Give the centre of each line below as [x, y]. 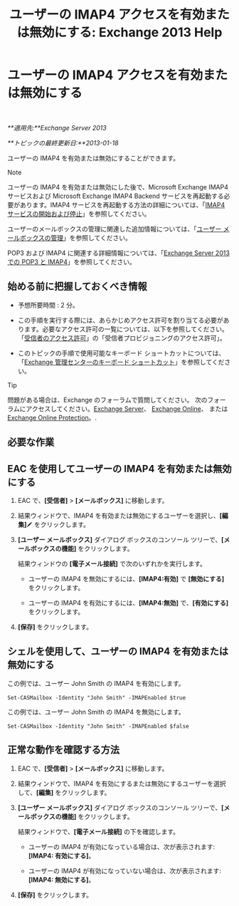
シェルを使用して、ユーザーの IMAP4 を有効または [118, 651]
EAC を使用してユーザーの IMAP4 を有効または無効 [119, 468]
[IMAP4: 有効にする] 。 [62, 855]
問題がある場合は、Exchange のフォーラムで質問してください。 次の [107, 400]
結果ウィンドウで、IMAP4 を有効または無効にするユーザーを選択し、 [119, 515]
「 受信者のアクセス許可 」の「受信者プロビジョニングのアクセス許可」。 [122, 338]
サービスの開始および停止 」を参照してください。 [79, 214]
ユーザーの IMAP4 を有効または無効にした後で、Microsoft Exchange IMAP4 [118, 187]
